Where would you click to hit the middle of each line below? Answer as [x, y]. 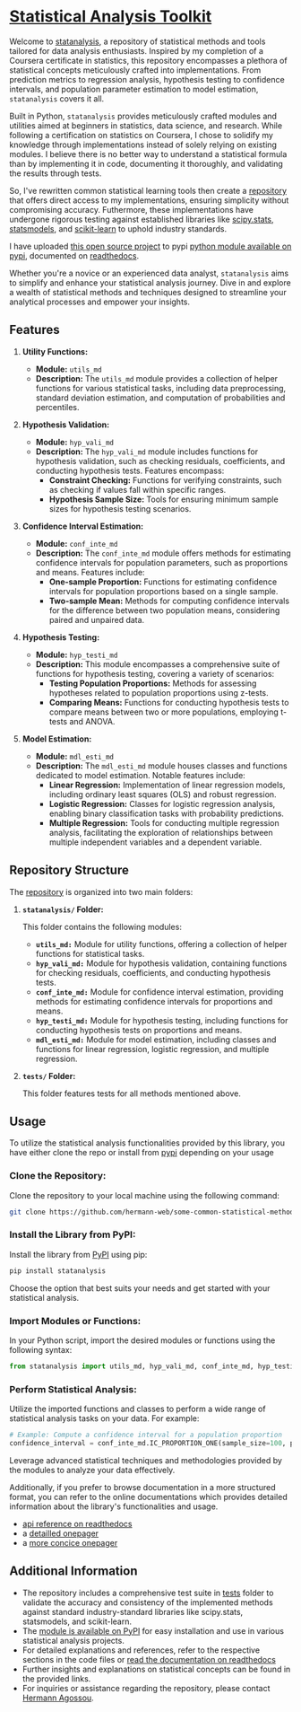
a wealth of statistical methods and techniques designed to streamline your [148, 292]
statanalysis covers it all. [57, 98]
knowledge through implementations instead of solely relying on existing [143, 145]
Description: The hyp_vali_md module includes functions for [146, 452]
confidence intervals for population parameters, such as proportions [162, 562]
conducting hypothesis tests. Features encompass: [130, 470]
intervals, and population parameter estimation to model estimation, [134, 89]
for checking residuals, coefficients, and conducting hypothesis [153, 972]
